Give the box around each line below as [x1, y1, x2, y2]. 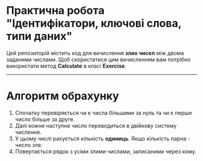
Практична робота [6, 4, 105, 18]
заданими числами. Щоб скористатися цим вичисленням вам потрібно [6, 56, 191, 63]
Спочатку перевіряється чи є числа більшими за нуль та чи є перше [14, 109, 192, 116]
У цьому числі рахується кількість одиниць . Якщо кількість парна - [14, 134, 190, 142]
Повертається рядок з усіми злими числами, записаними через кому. [14, 148, 197, 155]
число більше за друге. [14, 116, 76, 123]
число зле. [14, 141, 43, 148]
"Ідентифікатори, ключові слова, [6, 16, 182, 30]
